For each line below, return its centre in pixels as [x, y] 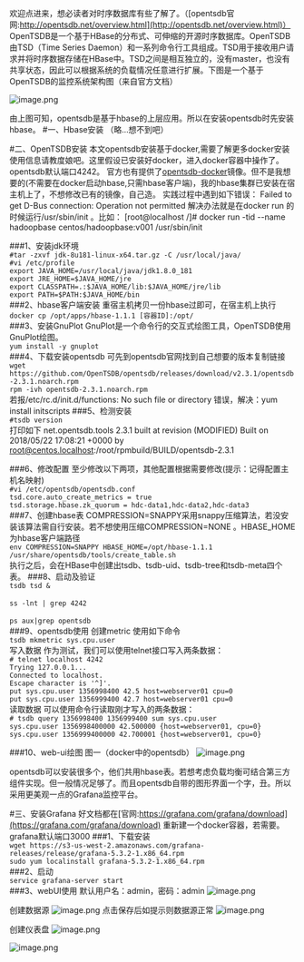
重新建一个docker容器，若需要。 [224, 825]
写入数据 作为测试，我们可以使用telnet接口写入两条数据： [117, 650]
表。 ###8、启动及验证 [53, 576]
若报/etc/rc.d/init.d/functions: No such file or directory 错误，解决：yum [144, 399]
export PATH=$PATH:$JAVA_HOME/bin [75, 295]
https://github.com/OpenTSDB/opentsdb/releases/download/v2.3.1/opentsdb [152, 374]
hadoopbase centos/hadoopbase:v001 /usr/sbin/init [106, 227]
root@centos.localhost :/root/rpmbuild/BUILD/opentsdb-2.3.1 [122, 450]
